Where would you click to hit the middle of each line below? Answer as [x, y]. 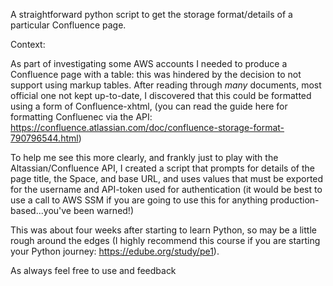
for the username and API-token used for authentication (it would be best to [166, 189]
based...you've [41, 210]
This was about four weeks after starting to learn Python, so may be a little [163, 230]
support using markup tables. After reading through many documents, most [166, 85]
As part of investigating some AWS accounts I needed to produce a [149, 63]
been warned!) [104, 210]
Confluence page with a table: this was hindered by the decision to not [156, 74]
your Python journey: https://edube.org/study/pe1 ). [115, 251]
